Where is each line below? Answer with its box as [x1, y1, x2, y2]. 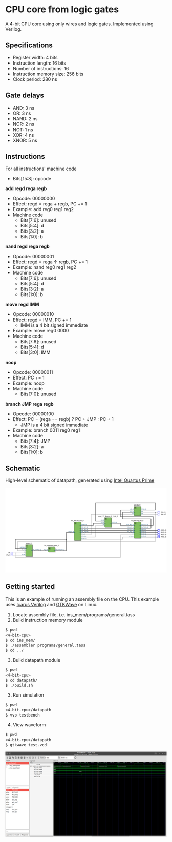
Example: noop [12, 380, 45, 386]
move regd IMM [5, 301, 39, 308]
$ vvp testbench [5, 712, 40, 718]
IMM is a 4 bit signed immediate [20, 322, 88, 328]
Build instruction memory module [12, 617, 83, 623]
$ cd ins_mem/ [5, 638, 36, 643]
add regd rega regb [5, 185, 47, 192]
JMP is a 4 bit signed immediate [20, 422, 88, 428]
